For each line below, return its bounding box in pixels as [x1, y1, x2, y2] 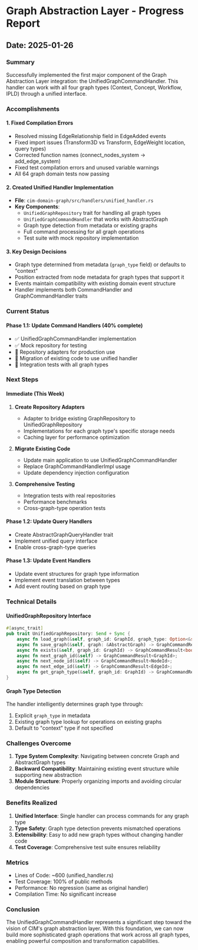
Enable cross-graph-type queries [14, 543, 96, 550]
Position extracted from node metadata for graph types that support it [14, 273, 184, 281]
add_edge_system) [14, 158, 61, 165]
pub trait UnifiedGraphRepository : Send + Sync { [6, 631, 131, 637]
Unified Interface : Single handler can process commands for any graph [14, 812, 189, 819]
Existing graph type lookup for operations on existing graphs [14, 719, 162, 726]
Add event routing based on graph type [14, 583, 111, 590]
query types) [14, 145, 47, 152]
